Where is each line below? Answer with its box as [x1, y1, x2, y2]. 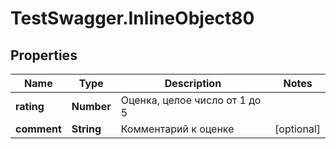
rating [15, 100, 45, 113]
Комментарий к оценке [120, 122, 235, 136]
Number [71, 100, 112, 113]
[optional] [274, 122, 321, 136]
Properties [10, 47, 78, 64]
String [71, 122, 102, 136]
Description [164, 77, 222, 90]
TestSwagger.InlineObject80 [10, 7, 255, 30]
